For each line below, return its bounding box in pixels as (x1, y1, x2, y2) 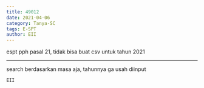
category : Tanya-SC (6, 20, 56, 26)
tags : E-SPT (6, 25, 36, 32)
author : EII (6, 32, 36, 38)
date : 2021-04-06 (6, 15, 50, 21)
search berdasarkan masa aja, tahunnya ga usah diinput (6, 66, 147, 73)
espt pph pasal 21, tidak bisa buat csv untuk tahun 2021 (6, 48, 145, 55)
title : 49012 (6, 8, 39, 15)
